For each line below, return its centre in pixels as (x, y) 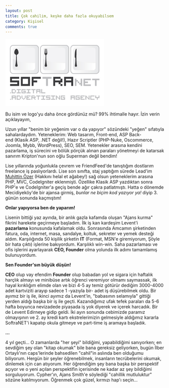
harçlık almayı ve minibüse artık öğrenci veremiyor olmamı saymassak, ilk (81, 280)
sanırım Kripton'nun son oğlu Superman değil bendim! (61, 156)
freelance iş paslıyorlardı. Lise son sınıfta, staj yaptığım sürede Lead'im (79, 171)
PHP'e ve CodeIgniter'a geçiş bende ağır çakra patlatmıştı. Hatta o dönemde (84, 187)
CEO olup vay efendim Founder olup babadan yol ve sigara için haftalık (79, 274)
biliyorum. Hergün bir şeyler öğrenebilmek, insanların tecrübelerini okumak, (83, 359)
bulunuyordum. (21, 255)
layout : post (19, 11)
